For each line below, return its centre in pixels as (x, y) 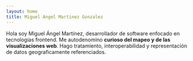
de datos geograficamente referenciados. (56, 52)
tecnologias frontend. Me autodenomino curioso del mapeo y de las (88, 40)
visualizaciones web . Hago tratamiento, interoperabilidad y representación (97, 46)
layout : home (22, 11)
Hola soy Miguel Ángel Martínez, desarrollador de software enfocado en (93, 33)
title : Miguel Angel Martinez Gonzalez (55, 17)
